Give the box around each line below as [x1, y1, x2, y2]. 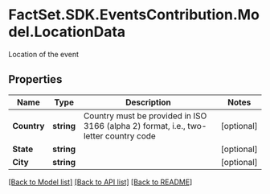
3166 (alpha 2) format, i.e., [83, 120, 186, 131]
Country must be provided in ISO [83, 110, 207, 122]
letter [83, 130, 104, 142]
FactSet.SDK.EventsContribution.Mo [8, 6, 260, 24]
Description [125, 97, 171, 108]
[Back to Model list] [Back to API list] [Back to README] [8, 177, 193, 187]
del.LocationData [8, 23, 126, 41]
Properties [8, 72, 63, 86]
